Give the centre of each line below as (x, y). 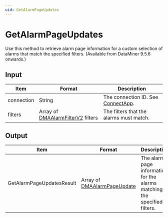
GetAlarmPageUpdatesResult (42, 183)
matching (152, 189)
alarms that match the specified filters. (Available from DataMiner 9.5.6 (78, 53)
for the (148, 177)
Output (16, 135)
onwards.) (16, 59)
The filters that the (125, 111)
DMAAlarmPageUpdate (108, 186)
